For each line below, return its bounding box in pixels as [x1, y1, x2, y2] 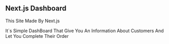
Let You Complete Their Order [5, 33, 69, 39]
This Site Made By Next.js [5, 17, 60, 24]
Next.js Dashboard [5, 4, 67, 13]
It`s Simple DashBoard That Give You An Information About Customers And [5, 28, 164, 34]
